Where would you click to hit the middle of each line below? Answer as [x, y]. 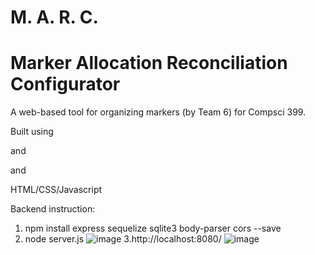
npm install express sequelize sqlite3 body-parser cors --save [153, 228]
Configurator [65, 84]
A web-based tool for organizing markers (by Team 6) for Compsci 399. [158, 112]
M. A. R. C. [54, 17]
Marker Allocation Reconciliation [149, 63]
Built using [32, 132]
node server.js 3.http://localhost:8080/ [123, 239]
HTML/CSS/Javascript [56, 190]
